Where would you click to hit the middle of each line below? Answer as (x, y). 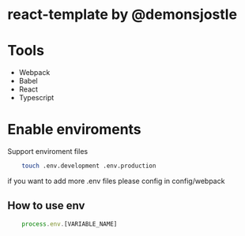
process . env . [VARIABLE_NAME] (70, 224)
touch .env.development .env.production (89, 166)
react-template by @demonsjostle (122, 15)
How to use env (46, 206)
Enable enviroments (74, 130)
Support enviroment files (48, 152)
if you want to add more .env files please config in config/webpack (116, 181)
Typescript (36, 98)
